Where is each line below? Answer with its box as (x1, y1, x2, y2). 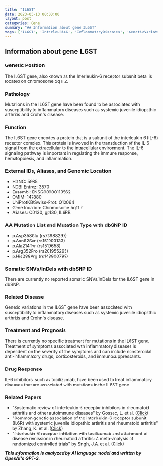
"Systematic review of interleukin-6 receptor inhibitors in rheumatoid (12, 405, 149, 411)
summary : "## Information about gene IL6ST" (5, 25, 97, 30)
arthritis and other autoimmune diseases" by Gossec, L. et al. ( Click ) (12, 410, 149, 416)
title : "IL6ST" (5, 7, 36, 12)
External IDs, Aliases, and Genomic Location (5, 168, 112, 175)
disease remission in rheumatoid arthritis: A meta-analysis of (12, 436, 134, 442)
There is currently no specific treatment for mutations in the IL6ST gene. (5, 338, 150, 344)
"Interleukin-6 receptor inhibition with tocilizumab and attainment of (12, 431, 148, 436)
